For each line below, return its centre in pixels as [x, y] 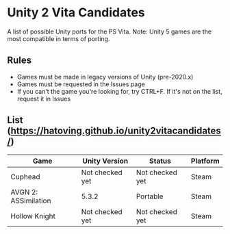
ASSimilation [31, 200]
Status [160, 161]
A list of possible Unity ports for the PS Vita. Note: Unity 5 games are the [110, 31]
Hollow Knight [33, 216]
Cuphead [25, 177]
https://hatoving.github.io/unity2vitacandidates [116, 131]
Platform [205, 161]
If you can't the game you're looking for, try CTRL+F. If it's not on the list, [119, 91]
